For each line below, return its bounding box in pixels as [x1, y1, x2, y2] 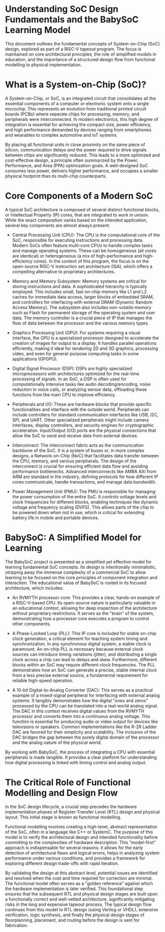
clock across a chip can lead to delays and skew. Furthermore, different [12, 656, 157, 662]
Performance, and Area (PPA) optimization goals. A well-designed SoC [5, 162, 148, 168]
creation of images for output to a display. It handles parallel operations [12, 340, 157, 346]
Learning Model [5, 25, 71, 36]
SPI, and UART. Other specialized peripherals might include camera [12, 417, 149, 423]
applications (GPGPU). [12, 356, 58, 362]
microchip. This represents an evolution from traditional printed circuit [5, 106, 146, 112]
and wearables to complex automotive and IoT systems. [5, 132, 118, 138]
